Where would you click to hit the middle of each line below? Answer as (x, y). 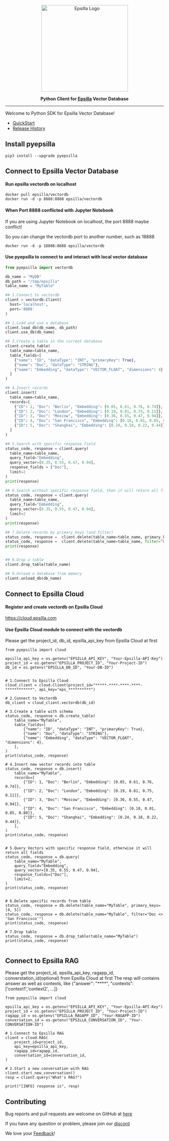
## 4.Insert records (27, 388)
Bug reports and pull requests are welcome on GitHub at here (69, 1114)
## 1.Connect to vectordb (32, 295)
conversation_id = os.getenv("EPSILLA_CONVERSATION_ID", (66, 1020)
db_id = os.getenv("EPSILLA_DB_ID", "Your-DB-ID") (59, 667)
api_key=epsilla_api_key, (41, 1047)
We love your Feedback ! (30, 1133)
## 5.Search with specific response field (50, 444)
